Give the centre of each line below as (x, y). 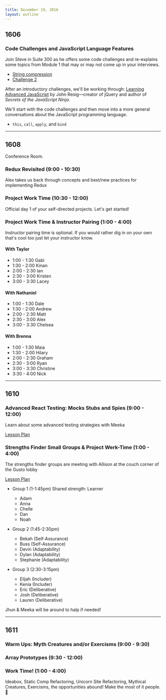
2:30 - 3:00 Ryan (30, 363)
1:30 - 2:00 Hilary (30, 352)
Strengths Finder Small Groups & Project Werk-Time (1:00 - (77, 447)
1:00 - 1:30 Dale (28, 304)
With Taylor (17, 249)
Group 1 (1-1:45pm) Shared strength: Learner (58, 489)
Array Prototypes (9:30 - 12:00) (44, 657)
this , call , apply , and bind (39, 124)
